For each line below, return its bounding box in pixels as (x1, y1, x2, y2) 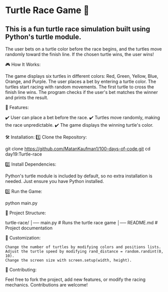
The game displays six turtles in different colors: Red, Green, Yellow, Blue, (5, 73, 158, 79)
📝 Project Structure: (5, 210, 46, 216)
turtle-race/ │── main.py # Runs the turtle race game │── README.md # (5, 220, 158, 225)
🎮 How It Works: (5, 62, 41, 67)
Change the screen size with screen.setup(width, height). (5, 258, 132, 263)
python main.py (5, 200, 38, 206)
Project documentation (5, 225, 53, 231)
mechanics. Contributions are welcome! (5, 282, 88, 287)
